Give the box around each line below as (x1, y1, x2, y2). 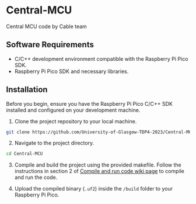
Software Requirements (6, 40, 94, 50)
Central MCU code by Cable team (6, 23, 87, 30)
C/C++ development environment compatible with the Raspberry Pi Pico (14, 55, 188, 62)
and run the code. (14, 174, 58, 181)
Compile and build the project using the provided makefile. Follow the (14, 161, 182, 168)
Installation (6, 85, 48, 95)
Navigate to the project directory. (14, 140, 94, 147)
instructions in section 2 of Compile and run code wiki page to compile (14, 168, 185, 175)
